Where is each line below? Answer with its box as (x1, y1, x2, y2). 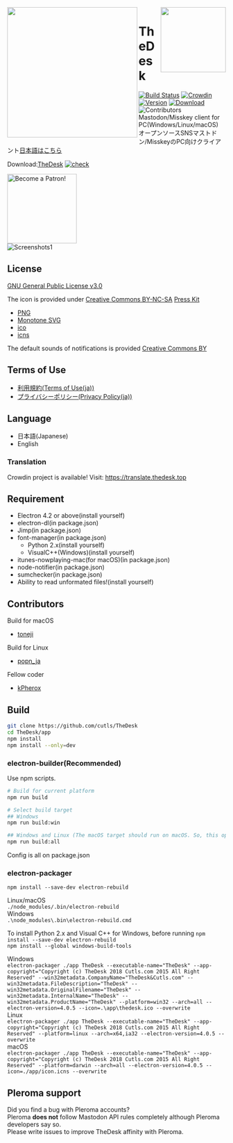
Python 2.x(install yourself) (27, 541, 105, 550)
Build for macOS (7, 616, 54, 625)
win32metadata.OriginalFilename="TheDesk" (7, 987, 132, 994)
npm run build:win (7, 819, 60, 826)
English (17, 440, 39, 448)
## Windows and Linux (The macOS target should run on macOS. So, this (7, 832, 218, 839)
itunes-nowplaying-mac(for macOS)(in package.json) (17, 556, 171, 564)
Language (7, 413, 52, 425)
